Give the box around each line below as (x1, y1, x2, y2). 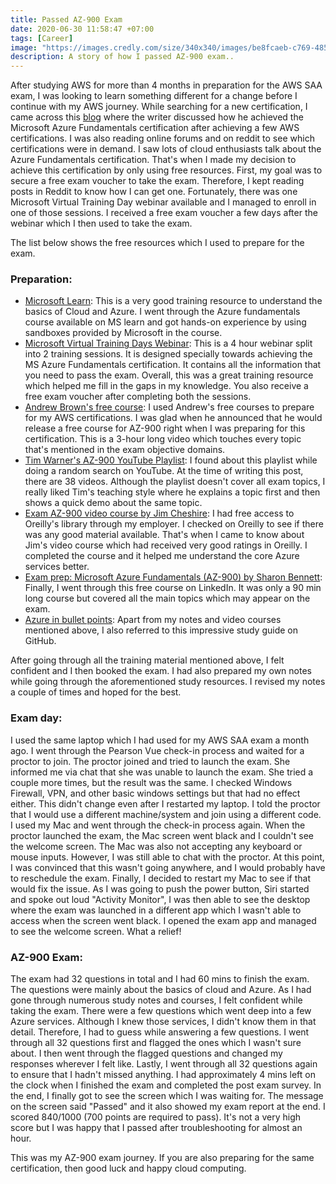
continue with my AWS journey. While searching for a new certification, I (10, 101, 308, 113)
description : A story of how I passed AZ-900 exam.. (10, 52, 235, 62)
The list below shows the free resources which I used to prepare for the (10, 237, 305, 249)
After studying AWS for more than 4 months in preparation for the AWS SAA (10, 79, 323, 91)
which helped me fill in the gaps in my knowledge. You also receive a (24, 380, 309, 392)
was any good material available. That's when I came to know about (24, 529, 305, 541)
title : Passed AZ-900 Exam (10, 14, 123, 25)
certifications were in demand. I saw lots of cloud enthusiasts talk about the (10, 143, 322, 155)
